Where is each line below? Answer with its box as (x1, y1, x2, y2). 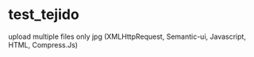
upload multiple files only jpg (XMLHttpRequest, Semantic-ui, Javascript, (8, 32, 246, 41)
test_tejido (8, 6, 79, 24)
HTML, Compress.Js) (8, 40, 78, 49)
